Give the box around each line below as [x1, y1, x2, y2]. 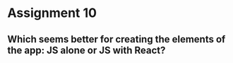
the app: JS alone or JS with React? [7, 44, 166, 56]
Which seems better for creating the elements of [7, 33, 226, 45]
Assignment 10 [7, 5, 97, 21]
